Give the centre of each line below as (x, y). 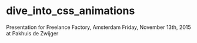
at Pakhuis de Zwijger (32, 33)
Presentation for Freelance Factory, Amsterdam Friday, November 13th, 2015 (98, 27)
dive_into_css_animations (71, 11)
